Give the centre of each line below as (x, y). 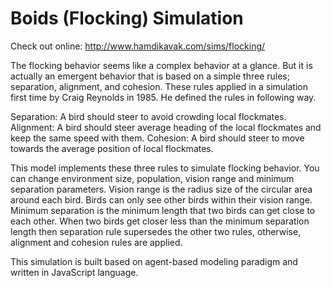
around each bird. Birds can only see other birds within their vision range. (161, 199)
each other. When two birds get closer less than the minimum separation (160, 221)
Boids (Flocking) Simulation (127, 18)
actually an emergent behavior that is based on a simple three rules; (150, 76)
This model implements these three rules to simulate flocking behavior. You (165, 168)
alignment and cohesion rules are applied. (96, 242)
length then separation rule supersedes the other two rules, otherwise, (156, 231)
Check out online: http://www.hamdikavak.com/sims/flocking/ (138, 46)
